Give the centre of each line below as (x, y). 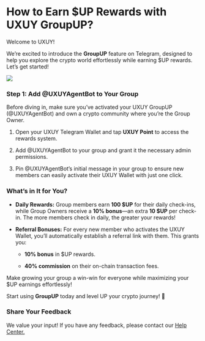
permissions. (31, 157)
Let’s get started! (28, 67)
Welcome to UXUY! (31, 42)
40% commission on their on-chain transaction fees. (91, 266)
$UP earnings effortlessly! (39, 284)
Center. (16, 331)
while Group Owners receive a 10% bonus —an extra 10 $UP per (96, 211)
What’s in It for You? (37, 191)
